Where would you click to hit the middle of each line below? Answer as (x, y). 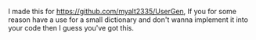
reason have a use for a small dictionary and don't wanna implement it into (128, 20)
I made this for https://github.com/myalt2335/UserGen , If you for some (123, 11)
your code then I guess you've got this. (71, 28)
